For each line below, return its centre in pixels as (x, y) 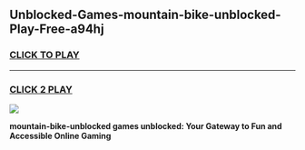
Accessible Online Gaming (60, 135)
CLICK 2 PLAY (41, 89)
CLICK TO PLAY (44, 55)
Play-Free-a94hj (57, 30)
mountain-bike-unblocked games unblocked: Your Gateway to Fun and (146, 125)
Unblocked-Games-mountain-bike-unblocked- (145, 15)
